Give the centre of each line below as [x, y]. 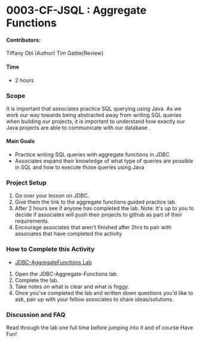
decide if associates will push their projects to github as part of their [99, 215]
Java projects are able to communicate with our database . [79, 127]
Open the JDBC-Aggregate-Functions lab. [66, 274]
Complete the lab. [37, 280]
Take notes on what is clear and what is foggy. [72, 286]
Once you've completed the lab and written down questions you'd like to [104, 292]
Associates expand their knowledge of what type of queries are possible [104, 161]
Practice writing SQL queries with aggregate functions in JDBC [92, 155]
